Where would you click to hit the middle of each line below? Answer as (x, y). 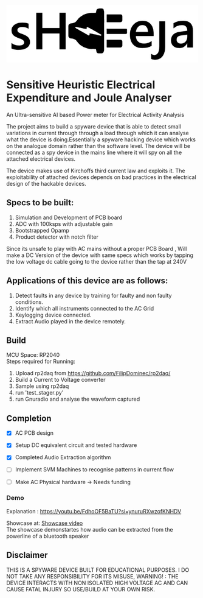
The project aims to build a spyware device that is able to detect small (94, 126)
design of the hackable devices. (46, 184)
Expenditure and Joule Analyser (89, 98)
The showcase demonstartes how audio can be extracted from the (90, 529)
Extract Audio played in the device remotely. (71, 321)
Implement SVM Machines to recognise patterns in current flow (95, 470)
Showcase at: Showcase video (45, 523)
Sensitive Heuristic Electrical (81, 85)
